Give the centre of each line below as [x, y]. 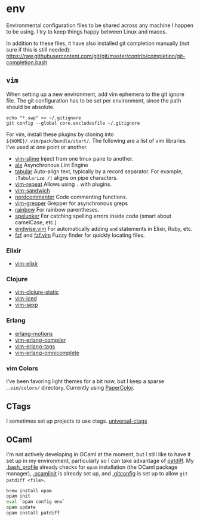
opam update [21, 508]
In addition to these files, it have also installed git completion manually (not [98, 43]
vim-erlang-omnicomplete [47, 353]
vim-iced [26, 299]
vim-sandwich [32, 190]
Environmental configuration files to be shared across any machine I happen [100, 25]
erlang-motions [34, 333]
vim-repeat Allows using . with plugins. [63, 184]
